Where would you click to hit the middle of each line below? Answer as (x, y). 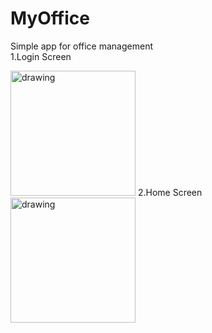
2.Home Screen (170, 192)
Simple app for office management (81, 46)
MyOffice (50, 18)
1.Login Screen (41, 56)
